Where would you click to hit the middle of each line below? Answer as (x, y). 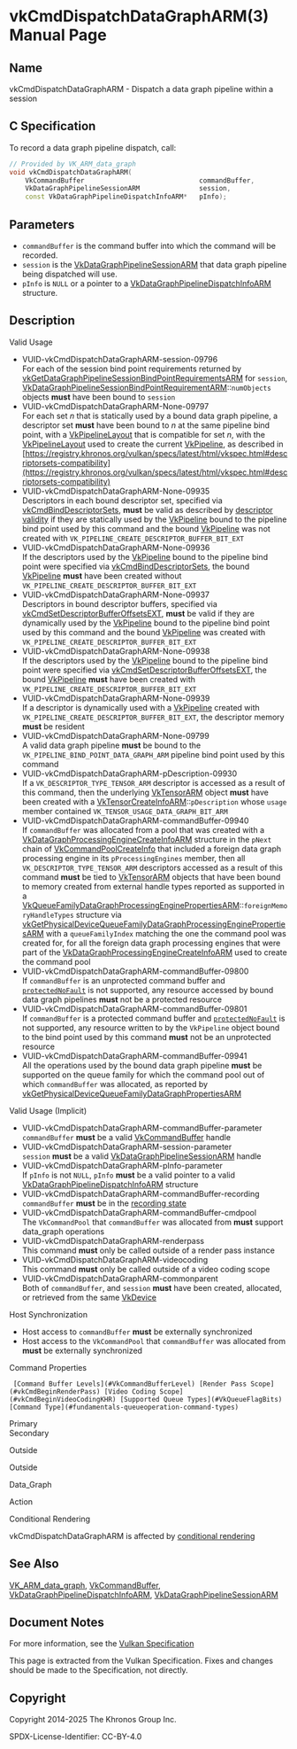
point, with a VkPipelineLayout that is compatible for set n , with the (143, 434)
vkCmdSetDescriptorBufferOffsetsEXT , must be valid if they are (138, 613)
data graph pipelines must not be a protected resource (122, 999)
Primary (23, 1423)
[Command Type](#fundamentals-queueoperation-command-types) (124, 1407)
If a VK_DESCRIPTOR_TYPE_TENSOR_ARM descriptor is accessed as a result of (153, 782)
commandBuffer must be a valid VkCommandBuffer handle (126, 1137)
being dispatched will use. (69, 274)
